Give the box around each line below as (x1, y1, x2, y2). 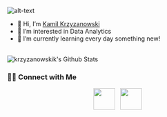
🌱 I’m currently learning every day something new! (17, 34, 161, 43)
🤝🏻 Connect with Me (7, 72, 77, 82)
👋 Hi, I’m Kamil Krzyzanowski (17, 20, 100, 28)
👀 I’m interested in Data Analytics (17, 28, 112, 35)
